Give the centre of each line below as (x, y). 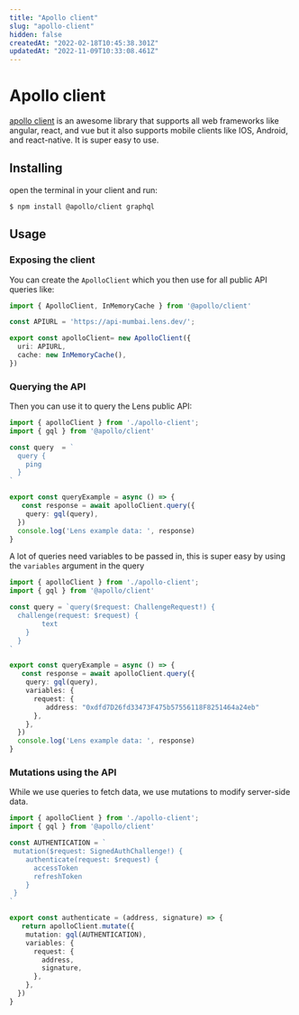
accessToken (55, 868)
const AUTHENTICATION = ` (58, 843)
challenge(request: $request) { (78, 616)
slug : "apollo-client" (52, 26)
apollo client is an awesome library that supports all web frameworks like (144, 121)
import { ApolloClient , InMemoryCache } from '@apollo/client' (131, 306)
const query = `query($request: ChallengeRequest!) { (113, 607)
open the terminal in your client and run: (83, 189)
